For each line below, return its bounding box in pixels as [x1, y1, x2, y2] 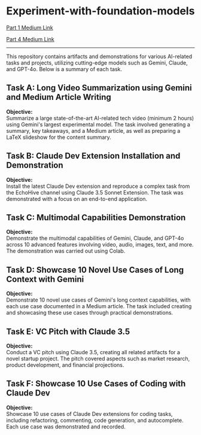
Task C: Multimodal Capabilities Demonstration [6, 212, 186, 223]
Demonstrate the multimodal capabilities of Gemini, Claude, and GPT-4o [6, 235, 184, 242]
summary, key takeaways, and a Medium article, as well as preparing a [6, 127, 181, 134]
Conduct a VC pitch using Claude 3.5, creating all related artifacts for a [6, 349, 181, 355]
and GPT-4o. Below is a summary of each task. [6, 65, 123, 72]
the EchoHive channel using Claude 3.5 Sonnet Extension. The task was [6, 188, 184, 196]
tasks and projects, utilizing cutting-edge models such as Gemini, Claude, [6, 59, 188, 66]
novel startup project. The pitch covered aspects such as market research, [6, 355, 190, 362]
